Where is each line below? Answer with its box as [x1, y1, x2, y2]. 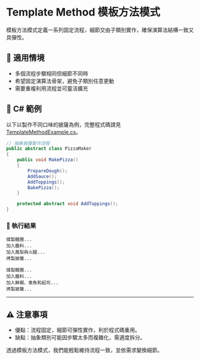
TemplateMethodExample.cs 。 [6, 128, 82, 135]
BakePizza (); [27, 184, 60, 191]
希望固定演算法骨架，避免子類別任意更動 [14, 77, 114, 84]
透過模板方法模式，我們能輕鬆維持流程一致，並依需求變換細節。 [6, 346, 162, 354]
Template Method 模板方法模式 [6, 5, 161, 19]
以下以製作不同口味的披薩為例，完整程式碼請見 [6, 120, 121, 128]
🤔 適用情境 [6, 53, 45, 63]
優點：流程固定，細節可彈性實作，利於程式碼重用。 [14, 326, 140, 334]
